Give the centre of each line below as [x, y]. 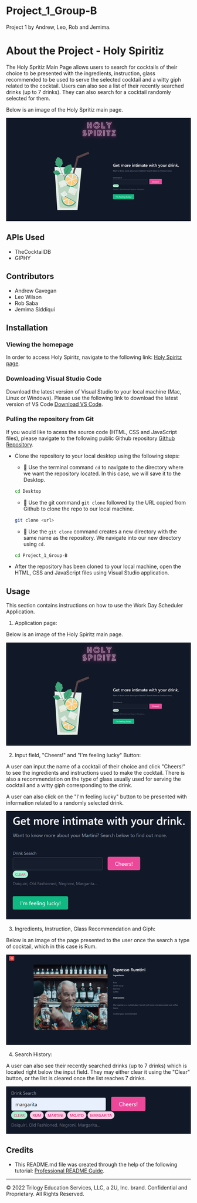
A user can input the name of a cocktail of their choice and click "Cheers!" [96, 767]
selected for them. [28, 98]
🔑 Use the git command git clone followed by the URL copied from [105, 502]
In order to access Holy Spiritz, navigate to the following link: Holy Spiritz [94, 357]
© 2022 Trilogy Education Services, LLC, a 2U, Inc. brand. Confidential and [97, 1187]
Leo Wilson [28, 297]
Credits [20, 1150]
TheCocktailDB [33, 251]
